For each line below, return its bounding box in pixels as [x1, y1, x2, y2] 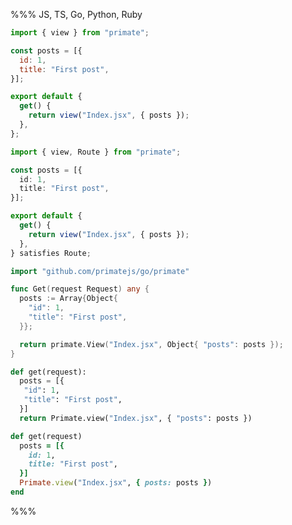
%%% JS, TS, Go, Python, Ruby [10, 9, 143, 20]
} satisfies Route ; [10, 248, 92, 258]
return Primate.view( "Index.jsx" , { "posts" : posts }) [19, 413, 253, 423]
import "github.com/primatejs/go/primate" [10, 266, 190, 276]
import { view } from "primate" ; [10, 28, 150, 38]
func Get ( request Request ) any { [10, 284, 150, 294]
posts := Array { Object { [19, 294, 118, 304]
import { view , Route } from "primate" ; [10, 147, 182, 157]
